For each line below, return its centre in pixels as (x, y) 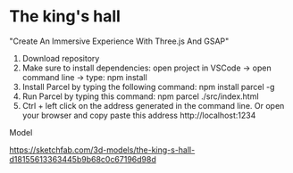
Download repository (61, 58)
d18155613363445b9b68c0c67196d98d (83, 159)
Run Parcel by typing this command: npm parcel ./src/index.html (140, 96)
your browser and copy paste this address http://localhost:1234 (139, 115)
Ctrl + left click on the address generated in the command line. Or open (153, 105)
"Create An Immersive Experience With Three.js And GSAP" (119, 41)
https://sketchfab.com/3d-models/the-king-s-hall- (102, 150)
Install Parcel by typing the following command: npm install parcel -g (148, 86)
